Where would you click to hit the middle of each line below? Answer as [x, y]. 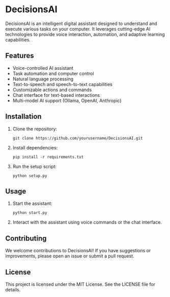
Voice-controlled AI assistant [43, 68]
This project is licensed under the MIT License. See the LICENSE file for [80, 284]
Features [20, 56]
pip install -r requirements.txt [48, 157]
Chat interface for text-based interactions [56, 95]
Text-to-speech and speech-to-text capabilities [63, 84]
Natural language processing [43, 79]
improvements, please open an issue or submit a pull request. [70, 256]
